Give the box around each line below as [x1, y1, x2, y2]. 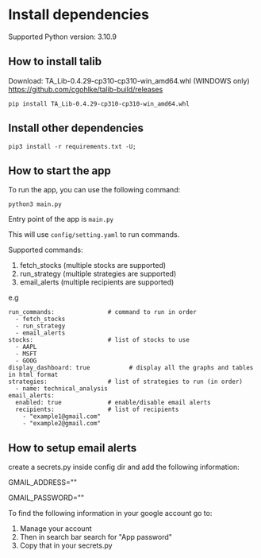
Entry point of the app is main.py [8, 215, 113, 224]
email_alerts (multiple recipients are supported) [19, 277, 175, 287]
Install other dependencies [8, 122, 144, 135]
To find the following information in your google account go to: [8, 509, 213, 518]
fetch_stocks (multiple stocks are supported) [19, 261, 167, 270]
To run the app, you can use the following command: [8, 185, 181, 195]
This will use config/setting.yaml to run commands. [8, 230, 180, 239]
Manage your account [19, 524, 92, 533]
